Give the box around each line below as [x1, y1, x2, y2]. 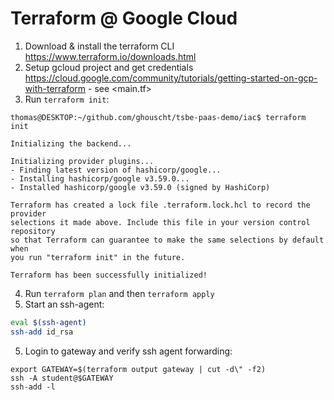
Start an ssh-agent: [24, 298, 105, 310]
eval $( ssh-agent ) [10, 317, 87, 327]
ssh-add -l [10, 382, 56, 392]
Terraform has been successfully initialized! [10, 270, 208, 280]
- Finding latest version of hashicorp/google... [10, 165, 222, 175]
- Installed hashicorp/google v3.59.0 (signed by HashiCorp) [10, 182, 271, 192]
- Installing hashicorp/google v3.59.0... [10, 173, 190, 184]
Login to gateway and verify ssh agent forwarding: [24, 345, 233, 357]
